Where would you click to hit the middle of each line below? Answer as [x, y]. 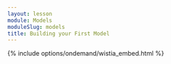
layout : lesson [30, 14]
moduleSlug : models [36, 27]
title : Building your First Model [59, 33]
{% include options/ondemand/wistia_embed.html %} [86, 53]
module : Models [30, 20]
